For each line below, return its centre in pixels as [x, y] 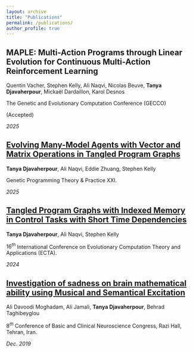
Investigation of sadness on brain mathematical [96, 283]
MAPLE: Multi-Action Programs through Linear [94, 52]
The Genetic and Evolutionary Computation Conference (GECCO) [86, 103]
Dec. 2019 [18, 344]
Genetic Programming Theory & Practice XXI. [62, 180]
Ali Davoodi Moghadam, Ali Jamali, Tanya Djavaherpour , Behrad [85, 307]
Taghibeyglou [23, 313]
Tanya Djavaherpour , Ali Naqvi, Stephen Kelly [63, 234]
